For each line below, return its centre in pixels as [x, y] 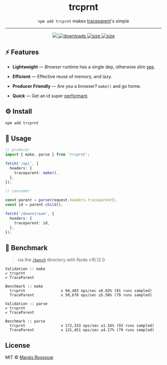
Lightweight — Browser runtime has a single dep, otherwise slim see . [84, 67]
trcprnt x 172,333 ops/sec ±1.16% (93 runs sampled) [82, 326]
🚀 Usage [18, 138]
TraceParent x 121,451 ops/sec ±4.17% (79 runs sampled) [82, 330]
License [18, 345]
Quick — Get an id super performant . [50, 96]
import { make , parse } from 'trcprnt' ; [48, 155]
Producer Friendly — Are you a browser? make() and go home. [77, 86]
